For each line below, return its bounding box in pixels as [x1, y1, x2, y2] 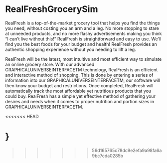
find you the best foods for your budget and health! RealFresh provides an [5, 41, 157, 47]
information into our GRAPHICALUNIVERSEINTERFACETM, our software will [5, 77, 161, 83]
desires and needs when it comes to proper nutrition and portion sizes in [5, 98, 155, 104]
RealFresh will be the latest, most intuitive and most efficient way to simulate [5, 56, 162, 62]
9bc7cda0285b [92, 153, 124, 159]
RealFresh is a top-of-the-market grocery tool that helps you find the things [5, 20, 161, 26]
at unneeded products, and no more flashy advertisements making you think [5, 30, 162, 36]
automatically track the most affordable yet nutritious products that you [5, 88, 152, 94]
